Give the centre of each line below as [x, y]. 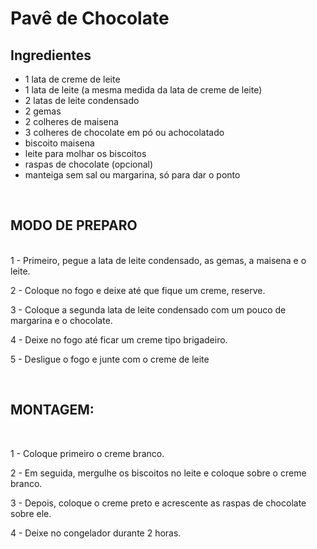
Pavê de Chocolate [90, 18]
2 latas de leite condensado [82, 100]
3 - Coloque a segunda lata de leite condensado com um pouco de [148, 309]
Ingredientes [51, 55]
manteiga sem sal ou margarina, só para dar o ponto [132, 175]
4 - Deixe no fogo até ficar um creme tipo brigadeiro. [119, 339]
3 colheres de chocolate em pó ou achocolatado [124, 132]
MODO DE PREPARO [74, 225]
